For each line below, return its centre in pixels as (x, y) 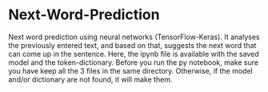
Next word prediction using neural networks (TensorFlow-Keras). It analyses (134, 37)
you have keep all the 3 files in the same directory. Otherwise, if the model (131, 70)
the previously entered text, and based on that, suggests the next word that (132, 45)
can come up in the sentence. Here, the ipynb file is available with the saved (134, 54)
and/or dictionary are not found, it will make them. (90, 79)
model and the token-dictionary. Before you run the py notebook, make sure (133, 62)
